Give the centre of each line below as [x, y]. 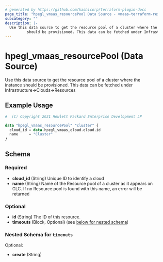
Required [16, 168]
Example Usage [29, 106]
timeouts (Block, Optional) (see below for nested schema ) [70, 222]
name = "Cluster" [31, 134]
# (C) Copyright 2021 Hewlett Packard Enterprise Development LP [73, 116]
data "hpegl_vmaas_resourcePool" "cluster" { [52, 125]
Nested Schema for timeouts [39, 235]
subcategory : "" [21, 18]
